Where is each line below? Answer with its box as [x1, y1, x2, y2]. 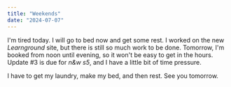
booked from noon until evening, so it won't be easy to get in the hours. [7, 50, 213, 59]
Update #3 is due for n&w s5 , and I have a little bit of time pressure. [7, 58, 202, 66]
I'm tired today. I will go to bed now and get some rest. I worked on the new [7, 35, 225, 44]
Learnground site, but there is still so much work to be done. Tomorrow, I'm [7, 43, 225, 52]
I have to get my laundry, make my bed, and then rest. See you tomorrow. [7, 71, 219, 80]
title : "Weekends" [7, 10, 61, 17]
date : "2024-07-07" [7, 17, 64, 24]
